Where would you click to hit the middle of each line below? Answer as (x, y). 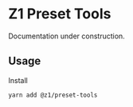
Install (18, 80)
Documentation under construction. (66, 36)
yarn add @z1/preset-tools (53, 95)
